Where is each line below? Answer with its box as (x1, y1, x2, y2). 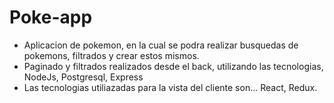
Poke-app (9, 6, 93, 29)
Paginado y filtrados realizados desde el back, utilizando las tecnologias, (23, 60, 324, 72)
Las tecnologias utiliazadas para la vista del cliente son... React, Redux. (23, 81, 318, 93)
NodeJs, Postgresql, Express (23, 71, 144, 83)
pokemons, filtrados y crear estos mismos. (23, 49, 200, 61)
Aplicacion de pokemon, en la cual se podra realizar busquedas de (23, 39, 299, 51)
